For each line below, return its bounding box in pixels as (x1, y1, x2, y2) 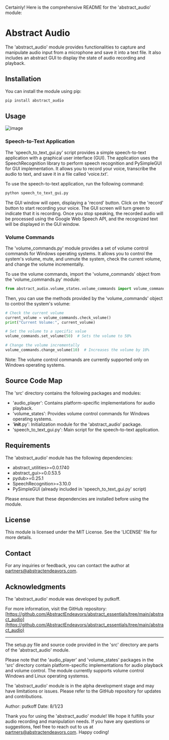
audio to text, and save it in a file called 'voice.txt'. (5, 171, 109, 177)
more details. (5, 534, 33, 540)
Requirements (5, 441, 50, 450)
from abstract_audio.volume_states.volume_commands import (5, 286, 132, 291)
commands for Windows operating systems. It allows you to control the (5, 250, 153, 257)
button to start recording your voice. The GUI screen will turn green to (5, 205, 150, 211)
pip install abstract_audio (5, 98, 64, 103)
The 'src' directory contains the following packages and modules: (5, 390, 141, 396)
